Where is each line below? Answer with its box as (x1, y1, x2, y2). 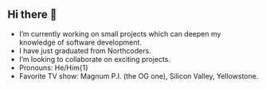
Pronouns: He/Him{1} (18, 63, 89, 72)
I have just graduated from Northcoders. (18, 45, 152, 56)
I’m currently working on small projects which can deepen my (18, 29, 221, 38)
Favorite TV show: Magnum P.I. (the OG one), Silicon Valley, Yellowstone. (18, 71, 259, 80)
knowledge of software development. (18, 37, 143, 47)
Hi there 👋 (7, 8, 57, 21)
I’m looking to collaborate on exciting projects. (18, 54, 170, 64)
